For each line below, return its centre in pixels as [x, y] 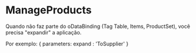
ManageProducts [49, 10]
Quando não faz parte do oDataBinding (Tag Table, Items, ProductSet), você [98, 26]
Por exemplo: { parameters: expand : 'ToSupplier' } [67, 44]
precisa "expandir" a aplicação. [44, 32]
